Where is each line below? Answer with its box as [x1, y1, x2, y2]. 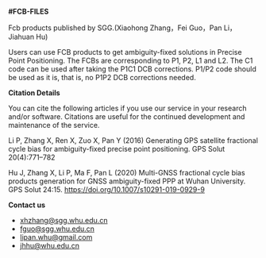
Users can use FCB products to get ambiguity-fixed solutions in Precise [8, 48, 242, 56]
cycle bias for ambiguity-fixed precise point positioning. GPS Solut [8, 144, 226, 153]
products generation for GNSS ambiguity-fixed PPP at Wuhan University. [8, 176, 246, 186]
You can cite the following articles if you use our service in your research [8, 103, 247, 113]
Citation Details [8, 88, 61, 98]
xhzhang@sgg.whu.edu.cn [19, 216, 108, 225]
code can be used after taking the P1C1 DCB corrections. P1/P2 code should [8, 64, 256, 74]
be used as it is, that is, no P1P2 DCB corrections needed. [8, 73, 196, 82]
